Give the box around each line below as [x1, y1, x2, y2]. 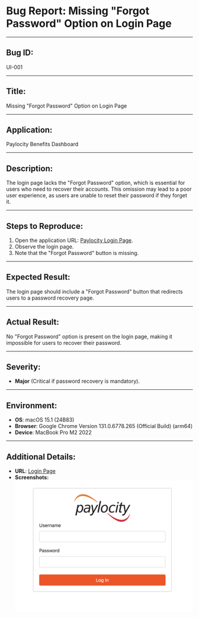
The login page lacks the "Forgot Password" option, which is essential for [6, 180, 185, 187]
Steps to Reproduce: [6, 221, 84, 231]
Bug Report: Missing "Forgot [6, 4, 150, 18]
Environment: [6, 400, 57, 411]
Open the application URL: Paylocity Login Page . [14, 237, 133, 244]
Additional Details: [6, 452, 76, 462]
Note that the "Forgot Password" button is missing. [14, 250, 139, 256]
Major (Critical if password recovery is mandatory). [14, 377, 140, 385]
